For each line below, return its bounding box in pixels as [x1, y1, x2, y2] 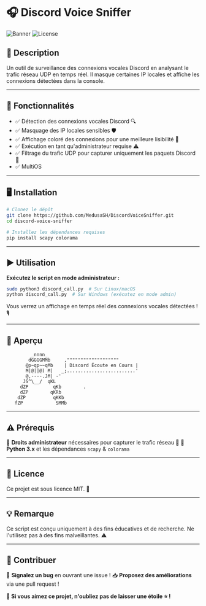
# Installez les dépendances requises [6, 229, 105, 235]
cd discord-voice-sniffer [6, 218, 72, 225]
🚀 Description [6, 48, 59, 58]
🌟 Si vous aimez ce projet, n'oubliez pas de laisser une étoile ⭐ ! [6, 592, 171, 600]
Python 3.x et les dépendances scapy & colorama [6, 445, 130, 453]
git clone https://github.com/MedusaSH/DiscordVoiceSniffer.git [6, 212, 174, 219]
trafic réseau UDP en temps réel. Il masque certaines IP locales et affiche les [6, 71, 200, 78]
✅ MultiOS [15, 163, 42, 170]
